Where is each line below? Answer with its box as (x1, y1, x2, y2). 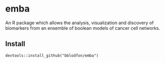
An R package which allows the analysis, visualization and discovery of (5, 20, 154, 26)
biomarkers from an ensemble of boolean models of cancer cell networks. (5, 25, 160, 31)
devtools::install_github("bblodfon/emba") (5, 53, 99, 58)
